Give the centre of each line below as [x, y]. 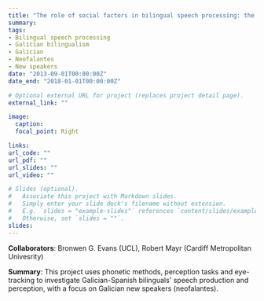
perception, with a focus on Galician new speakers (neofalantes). [113, 288]
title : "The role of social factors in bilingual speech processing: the [132, 15]
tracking [22, 280]
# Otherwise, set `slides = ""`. [66, 218]
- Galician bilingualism [49, 45]
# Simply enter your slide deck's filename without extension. [117, 204]
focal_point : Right [47, 132]
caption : [29, 124]
